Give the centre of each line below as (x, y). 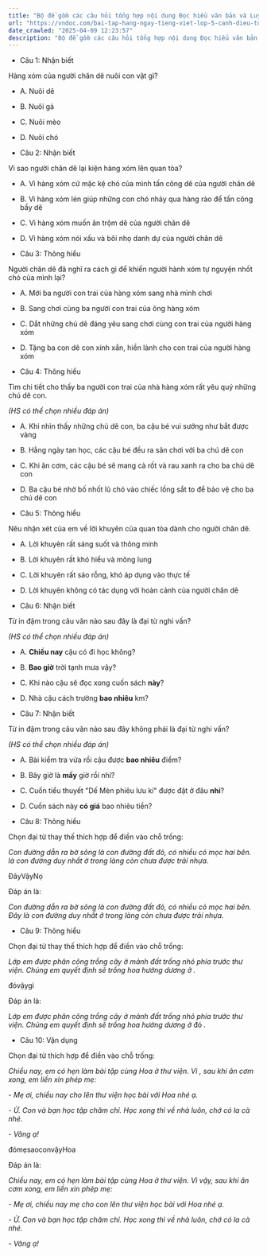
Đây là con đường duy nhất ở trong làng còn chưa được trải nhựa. (116, 916)
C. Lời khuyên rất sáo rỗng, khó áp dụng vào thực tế (105, 575)
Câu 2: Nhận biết (47, 153)
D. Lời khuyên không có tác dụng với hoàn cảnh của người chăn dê (129, 590)
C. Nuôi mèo (40, 122)
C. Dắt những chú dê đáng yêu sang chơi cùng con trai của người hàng (135, 324)
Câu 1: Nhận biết (46, 60)
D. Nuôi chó (39, 138)
